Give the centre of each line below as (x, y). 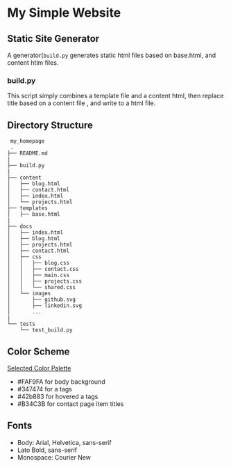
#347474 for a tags (45, 389)
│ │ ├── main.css (38, 275)
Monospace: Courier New (54, 457)
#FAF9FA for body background (61, 382)
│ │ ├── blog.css (38, 263)
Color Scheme (38, 351)
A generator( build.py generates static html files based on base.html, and (112, 55)
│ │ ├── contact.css (43, 270)
